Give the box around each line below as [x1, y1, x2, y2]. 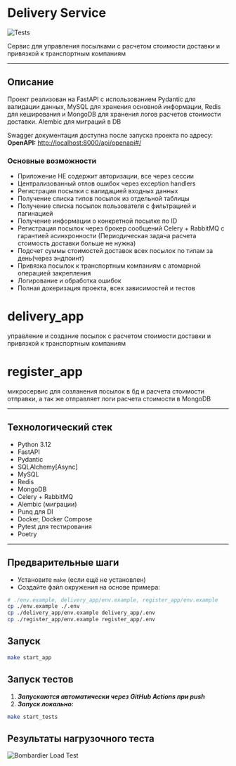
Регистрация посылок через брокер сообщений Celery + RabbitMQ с [17, 224, 225, 233]
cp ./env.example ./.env [7, 603, 80, 610]
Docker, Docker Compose [17, 514, 93, 523]
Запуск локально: [17, 699, 74, 708]
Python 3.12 [17, 440, 51, 448]
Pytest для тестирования [17, 522, 93, 531]
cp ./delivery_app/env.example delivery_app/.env [7, 609, 156, 616]
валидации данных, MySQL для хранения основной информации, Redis [7, 102, 221, 110]
